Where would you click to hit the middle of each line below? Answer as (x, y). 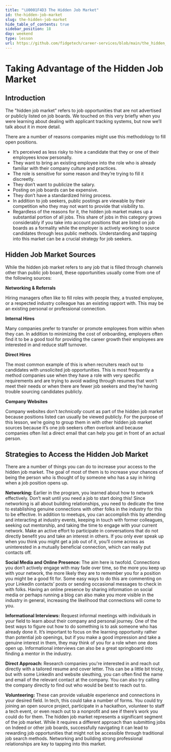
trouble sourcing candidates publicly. (44, 392)
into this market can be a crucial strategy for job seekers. (72, 238)
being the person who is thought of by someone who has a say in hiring (80, 477)
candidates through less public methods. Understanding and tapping (84, 233)
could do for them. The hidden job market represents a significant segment (84, 717)
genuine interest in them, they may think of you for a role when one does (81, 643)
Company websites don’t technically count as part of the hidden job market (84, 411)
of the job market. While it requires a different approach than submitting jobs (85, 722)
